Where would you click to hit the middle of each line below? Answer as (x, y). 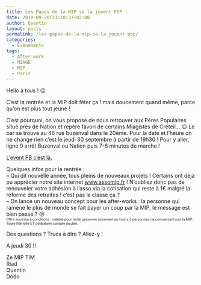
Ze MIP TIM (20, 257)
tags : (13, 51)
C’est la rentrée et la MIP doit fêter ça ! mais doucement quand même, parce (101, 102)
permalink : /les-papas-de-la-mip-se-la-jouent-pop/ (72, 34)
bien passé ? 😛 (26, 214)
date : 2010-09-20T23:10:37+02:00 (48, 17)
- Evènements (28, 46)
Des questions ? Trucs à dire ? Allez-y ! (55, 234)
